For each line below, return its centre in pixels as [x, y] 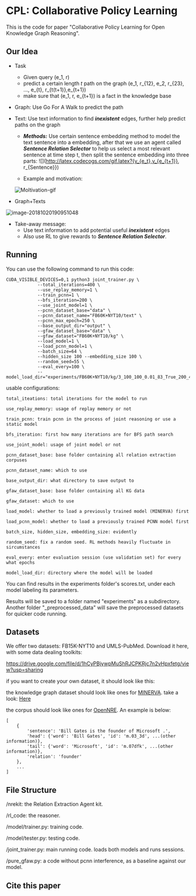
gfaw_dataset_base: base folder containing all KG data [75, 491]
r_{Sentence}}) [41, 167]
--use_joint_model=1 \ [65, 305]
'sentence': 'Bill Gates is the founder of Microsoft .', [99, 731]
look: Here [18, 699]
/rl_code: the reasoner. [33, 816]
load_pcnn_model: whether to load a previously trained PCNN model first [98, 521]
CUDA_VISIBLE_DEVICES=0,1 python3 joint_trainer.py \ [73, 279]
